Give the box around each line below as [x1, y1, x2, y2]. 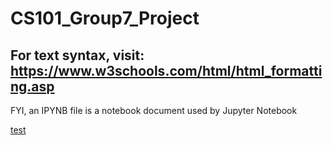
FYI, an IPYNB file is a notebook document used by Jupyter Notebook [10, 105, 298, 116]
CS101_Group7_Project [10, 7, 200, 30]
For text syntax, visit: [10, 47, 145, 64]
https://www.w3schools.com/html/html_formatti [10, 62, 323, 79]
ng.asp [10, 78, 55, 95]
